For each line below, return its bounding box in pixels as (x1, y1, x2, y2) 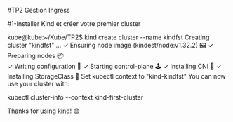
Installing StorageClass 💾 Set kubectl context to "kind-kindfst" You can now (7, 72, 226, 80)
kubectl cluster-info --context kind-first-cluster (7, 93, 144, 101)
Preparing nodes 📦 (7, 52, 65, 60)
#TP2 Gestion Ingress (7, 6, 70, 14)
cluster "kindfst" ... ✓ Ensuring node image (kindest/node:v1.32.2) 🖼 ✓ (7, 41, 214, 49)
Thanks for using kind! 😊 (7, 107, 81, 115)
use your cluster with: (7, 80, 70, 88)
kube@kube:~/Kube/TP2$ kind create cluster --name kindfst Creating (7, 33, 210, 41)
